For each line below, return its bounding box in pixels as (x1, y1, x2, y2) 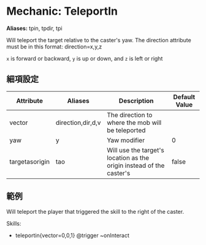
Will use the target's (107, 146, 164, 154)
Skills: (6, 219, 21, 227)
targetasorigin (9, 157, 50, 166)
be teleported (107, 126, 146, 134)
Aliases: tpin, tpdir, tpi (6, 24, 63, 32)
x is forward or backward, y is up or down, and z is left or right (6, 55, 163, 62)
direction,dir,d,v (55, 118, 101, 127)
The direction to (107, 110, 153, 119)
